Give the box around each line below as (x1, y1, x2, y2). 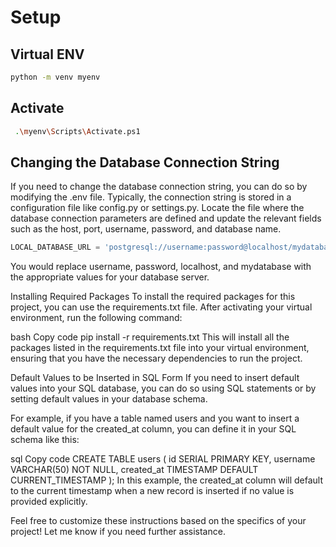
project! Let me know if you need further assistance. (10, 526, 226, 538)
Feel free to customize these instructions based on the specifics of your (10, 515, 307, 527)
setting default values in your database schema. (10, 393, 208, 405)
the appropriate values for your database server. (10, 271, 210, 283)
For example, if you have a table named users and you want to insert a (10, 412, 300, 425)
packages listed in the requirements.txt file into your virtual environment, (10, 342, 310, 354)
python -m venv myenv (10, 72, 101, 82)
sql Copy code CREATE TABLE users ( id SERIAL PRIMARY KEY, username (10, 453, 316, 465)
